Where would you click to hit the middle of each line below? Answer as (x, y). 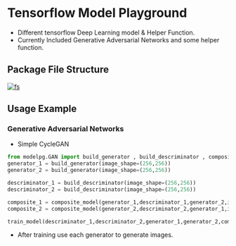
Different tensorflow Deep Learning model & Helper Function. (106, 32)
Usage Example (42, 109)
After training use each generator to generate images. (95, 235)
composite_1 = (28, 202)
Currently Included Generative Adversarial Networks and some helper (118, 39)
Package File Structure (58, 69)
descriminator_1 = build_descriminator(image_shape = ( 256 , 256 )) (102, 183)
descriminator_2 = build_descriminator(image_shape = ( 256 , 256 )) (102, 189)
